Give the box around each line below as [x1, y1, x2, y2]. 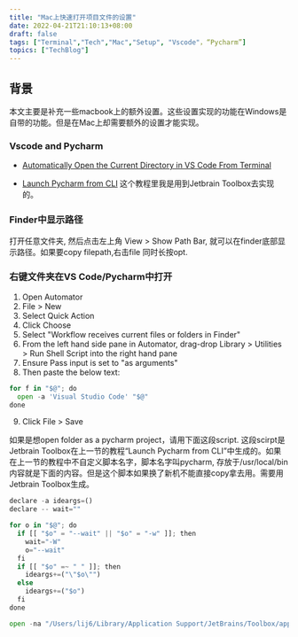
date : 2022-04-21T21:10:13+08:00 [9, 21, 133, 30]
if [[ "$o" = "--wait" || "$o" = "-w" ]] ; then [17, 529, 197, 539]
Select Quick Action [21, 310, 95, 321]
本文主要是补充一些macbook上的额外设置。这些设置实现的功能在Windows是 [9, 105, 287, 116]
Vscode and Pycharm [9, 139, 104, 151]
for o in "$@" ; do [9, 521, 77, 530]
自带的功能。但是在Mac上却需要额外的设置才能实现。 [9, 117, 204, 128]
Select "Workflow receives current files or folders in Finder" [21, 329, 241, 339]
